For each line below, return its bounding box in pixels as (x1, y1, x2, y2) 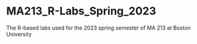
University (6, 30, 32, 37)
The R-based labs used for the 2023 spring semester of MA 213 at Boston (6, 24, 191, 31)
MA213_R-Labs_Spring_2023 (6, 4, 156, 18)
